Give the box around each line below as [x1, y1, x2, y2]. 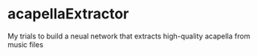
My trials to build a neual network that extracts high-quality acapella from [7, 31, 251, 41]
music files [7, 39, 43, 49]
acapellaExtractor [7, 5, 129, 23]
